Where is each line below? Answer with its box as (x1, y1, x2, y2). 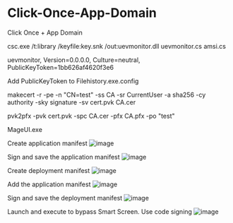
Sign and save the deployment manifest (7, 193, 123, 202)
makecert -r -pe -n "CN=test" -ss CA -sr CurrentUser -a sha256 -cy (7, 90, 206, 99)
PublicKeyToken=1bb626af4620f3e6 (7, 63, 114, 71)
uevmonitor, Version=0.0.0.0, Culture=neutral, (7, 55, 141, 64)
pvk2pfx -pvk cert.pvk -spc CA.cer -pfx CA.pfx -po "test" (7, 111, 175, 120)
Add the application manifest (7, 180, 91, 188)
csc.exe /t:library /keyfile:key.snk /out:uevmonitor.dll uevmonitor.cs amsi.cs (7, 42, 227, 50)
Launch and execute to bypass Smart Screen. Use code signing (7, 207, 193, 216)
